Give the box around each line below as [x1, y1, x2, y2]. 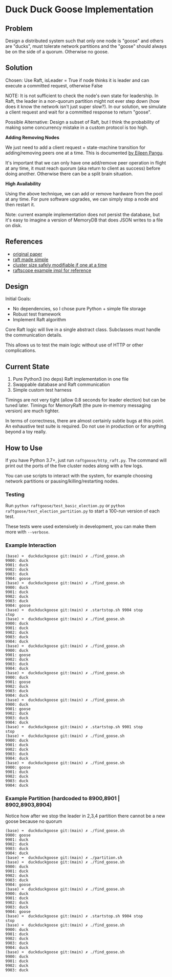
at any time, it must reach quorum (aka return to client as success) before [5, 165, 160, 171]
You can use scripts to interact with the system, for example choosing [5, 473, 153, 479]
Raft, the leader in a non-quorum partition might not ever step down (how [5, 98, 160, 104]
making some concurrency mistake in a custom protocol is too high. [5, 124, 148, 131]
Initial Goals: [5, 296, 32, 302]
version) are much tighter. [5, 408, 60, 414]
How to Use [5, 444, 43, 452]
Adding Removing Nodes [5, 134, 60, 140]
